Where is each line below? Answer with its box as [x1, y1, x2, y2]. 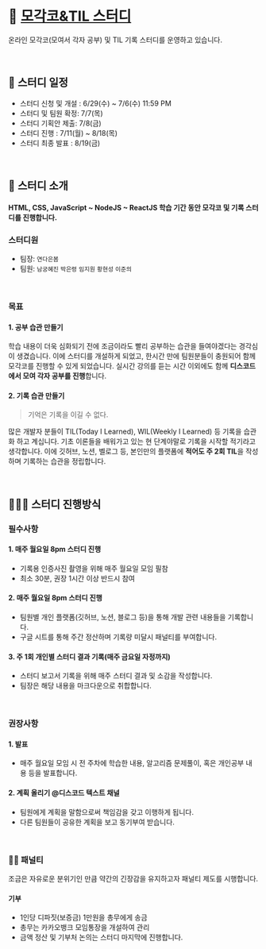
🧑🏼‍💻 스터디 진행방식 [8, 497, 102, 511]
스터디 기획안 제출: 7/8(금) [19, 118, 102, 128]
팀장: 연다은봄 [19, 254, 60, 264]
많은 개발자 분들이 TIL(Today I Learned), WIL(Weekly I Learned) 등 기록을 [8, 426, 242, 437]
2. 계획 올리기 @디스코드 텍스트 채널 [8, 788, 121, 797]
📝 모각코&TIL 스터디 [8, 7, 132, 25]
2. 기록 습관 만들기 [8, 391, 65, 400]
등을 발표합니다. [28, 768, 78, 778]
